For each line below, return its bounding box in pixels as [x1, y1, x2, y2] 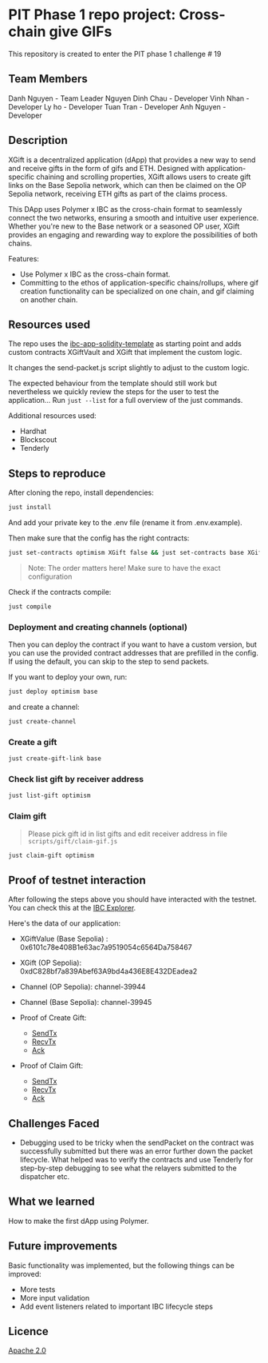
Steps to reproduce [8, 466, 106, 480]
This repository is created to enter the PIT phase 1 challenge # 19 [8, 49, 222, 58]
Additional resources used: [8, 411, 97, 420]
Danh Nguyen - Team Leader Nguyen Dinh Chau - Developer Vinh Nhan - [8, 94, 250, 103]
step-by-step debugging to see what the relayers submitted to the [19, 1163, 237, 1173]
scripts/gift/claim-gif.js [27, 837, 118, 845]
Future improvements [8, 1239, 118, 1253]
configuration [27, 572, 73, 581]
